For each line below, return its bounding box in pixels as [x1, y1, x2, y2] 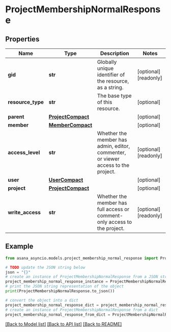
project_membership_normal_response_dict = [5, 302, 99, 308]
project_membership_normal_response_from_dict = [5, 312, 110, 317]
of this [97, 98, 112, 106]
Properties [5, 35, 40, 43]
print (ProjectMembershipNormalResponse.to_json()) [5, 289, 115, 294]
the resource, [97, 78, 129, 85]
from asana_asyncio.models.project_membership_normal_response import [5, 256, 158, 261]
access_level [8, 149, 40, 156]
